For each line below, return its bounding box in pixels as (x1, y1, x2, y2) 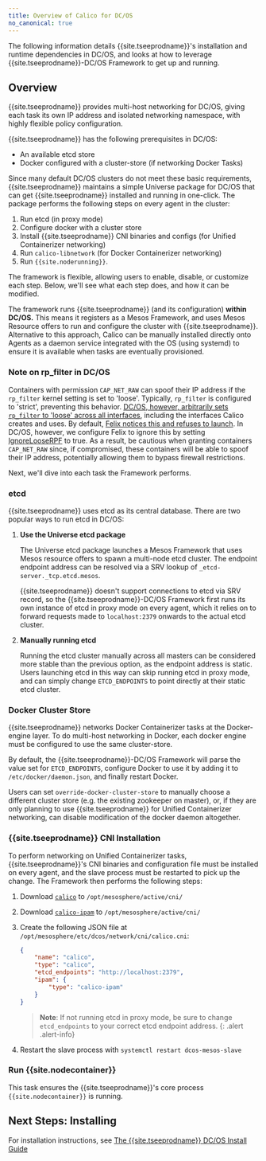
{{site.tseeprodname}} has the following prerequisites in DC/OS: (8, 135, 218, 144)
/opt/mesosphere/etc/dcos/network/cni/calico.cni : (19, 931, 190, 940)
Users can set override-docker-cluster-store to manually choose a (8, 788, 230, 797)
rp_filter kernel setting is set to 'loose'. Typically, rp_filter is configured (8, 393, 252, 403)
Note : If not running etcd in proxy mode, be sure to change (39, 1012, 233, 1022)
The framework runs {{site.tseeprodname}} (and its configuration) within (8, 304, 248, 315)
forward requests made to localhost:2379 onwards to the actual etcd (19, 611, 246, 621)
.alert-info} (39, 1029, 75, 1039)
